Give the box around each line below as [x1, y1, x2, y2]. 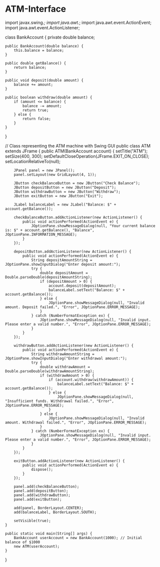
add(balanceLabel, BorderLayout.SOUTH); [14, 509, 97, 515]
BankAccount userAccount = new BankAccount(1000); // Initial [14, 535, 142, 540]
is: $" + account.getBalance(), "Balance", [5, 228, 95, 232]
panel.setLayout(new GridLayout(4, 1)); [14, 172, 97, 177]
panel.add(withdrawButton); [14, 492, 71, 498]
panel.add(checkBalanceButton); [14, 484, 79, 489]
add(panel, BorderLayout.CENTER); [14, 505, 84, 510]
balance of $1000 [5, 540, 40, 545]
